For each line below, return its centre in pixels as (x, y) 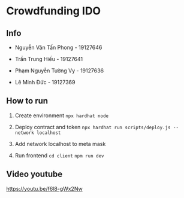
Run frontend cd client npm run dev (59, 155)
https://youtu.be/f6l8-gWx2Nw (44, 188)
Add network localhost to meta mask (60, 144)
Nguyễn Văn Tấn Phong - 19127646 (58, 47)
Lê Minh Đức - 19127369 (45, 82)
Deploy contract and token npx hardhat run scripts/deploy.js (93, 127)
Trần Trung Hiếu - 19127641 (49, 59)
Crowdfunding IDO (53, 11)
